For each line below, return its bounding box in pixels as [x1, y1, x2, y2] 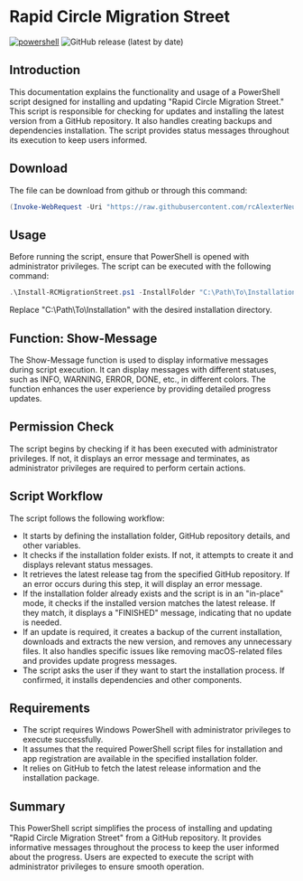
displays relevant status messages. [22, 559, 153, 570]
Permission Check [9, 419, 115, 435]
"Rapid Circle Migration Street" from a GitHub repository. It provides [9, 832, 262, 843]
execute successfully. [22, 734, 104, 745]
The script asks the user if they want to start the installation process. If [22, 665, 286, 676]
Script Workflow [9, 488, 104, 504]
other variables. [22, 540, 81, 551]
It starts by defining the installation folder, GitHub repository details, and [22, 530, 290, 541]
